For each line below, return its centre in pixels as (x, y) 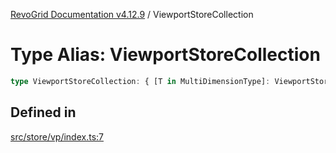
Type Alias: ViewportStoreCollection (165, 55)
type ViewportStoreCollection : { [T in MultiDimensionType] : (140, 81)
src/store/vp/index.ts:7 (57, 136)
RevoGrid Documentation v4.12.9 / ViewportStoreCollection (132, 14)
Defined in (43, 112)
